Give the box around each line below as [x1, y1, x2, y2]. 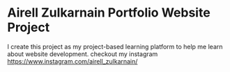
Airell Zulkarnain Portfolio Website [7, 5, 210, 21]
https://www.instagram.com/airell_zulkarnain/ [7, 57, 138, 65]
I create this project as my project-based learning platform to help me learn [7, 42, 223, 51]
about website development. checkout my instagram [7, 50, 158, 58]
